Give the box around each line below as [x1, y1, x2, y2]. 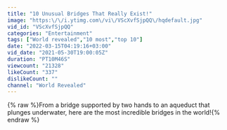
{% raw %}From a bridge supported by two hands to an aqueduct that [7, 101, 210, 109]
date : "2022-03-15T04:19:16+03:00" [7, 43, 112, 50]
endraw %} [7, 116, 40, 124]
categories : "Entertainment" [7, 29, 93, 37]
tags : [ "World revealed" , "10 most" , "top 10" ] [7, 36, 143, 43]
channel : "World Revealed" [7, 82, 86, 89]
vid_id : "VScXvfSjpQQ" [7, 23, 74, 30]
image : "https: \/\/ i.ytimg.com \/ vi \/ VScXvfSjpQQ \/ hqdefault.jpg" [7, 17, 202, 24]
